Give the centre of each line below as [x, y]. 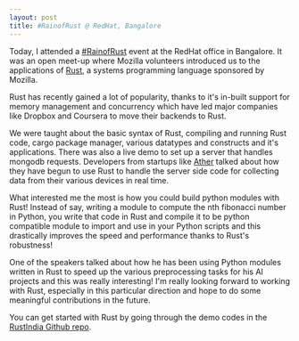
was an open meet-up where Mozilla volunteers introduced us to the [135, 61]
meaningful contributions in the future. [80, 300]
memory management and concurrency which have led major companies [144, 106]
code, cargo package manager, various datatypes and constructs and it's [144, 142]
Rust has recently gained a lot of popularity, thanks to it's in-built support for [149, 97]
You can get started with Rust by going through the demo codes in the [138, 317]
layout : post [33, 17]
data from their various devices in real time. [89, 180]
